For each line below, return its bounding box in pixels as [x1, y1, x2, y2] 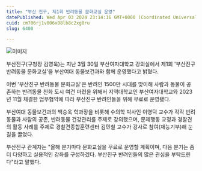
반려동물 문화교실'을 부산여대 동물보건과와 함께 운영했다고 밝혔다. [6, 68, 159, 75]
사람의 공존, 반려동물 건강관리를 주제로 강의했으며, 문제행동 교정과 [22, 116, 176, 123]
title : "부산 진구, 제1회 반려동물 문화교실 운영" [6, 8, 115, 15]
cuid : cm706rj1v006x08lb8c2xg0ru [6, 20, 90, 26]
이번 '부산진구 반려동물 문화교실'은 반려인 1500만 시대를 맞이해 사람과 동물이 [6, 81, 185, 88]
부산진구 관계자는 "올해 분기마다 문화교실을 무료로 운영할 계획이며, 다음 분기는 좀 [6, 143, 195, 151]
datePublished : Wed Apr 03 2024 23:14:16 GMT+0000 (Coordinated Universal [6, 14, 198, 20]
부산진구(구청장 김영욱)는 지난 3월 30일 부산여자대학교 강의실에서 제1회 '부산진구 [6, 60, 195, 68]
